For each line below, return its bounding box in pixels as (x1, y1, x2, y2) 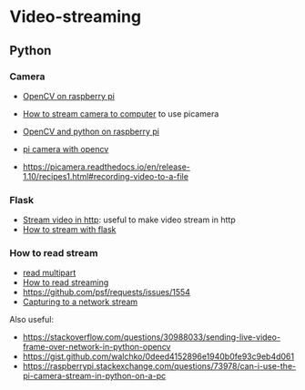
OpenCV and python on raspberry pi (22, 126, 159, 137)
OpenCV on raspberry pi (22, 90, 116, 101)
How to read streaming (22, 277, 109, 288)
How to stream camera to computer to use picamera (22, 108, 219, 119)
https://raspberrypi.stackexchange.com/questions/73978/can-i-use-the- (22, 361, 297, 372)
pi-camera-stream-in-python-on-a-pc (22, 371, 167, 382)
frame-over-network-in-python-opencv (22, 342, 171, 353)
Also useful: (9, 314, 55, 325)
